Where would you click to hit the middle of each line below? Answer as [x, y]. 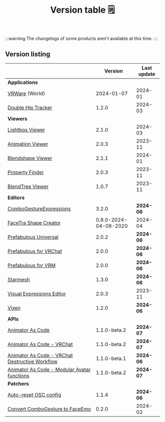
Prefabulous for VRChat [35, 251]
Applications [23, 82]
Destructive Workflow [33, 362]
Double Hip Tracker [30, 108]
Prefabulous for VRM [32, 265]
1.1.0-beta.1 [111, 358]
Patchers [18, 384]
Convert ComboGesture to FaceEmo [49, 409]
